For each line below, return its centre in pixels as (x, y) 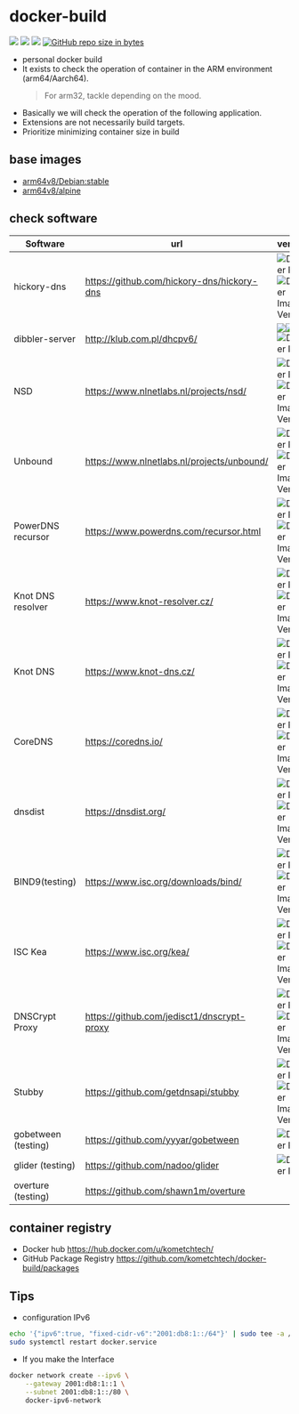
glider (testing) (44, 1165)
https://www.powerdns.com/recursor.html (173, 531)
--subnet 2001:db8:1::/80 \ (77, 1392)
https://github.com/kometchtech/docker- (191, 1259)
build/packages (51, 1268)
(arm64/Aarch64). (55, 78)
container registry (61, 1228)
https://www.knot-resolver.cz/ (149, 601)
